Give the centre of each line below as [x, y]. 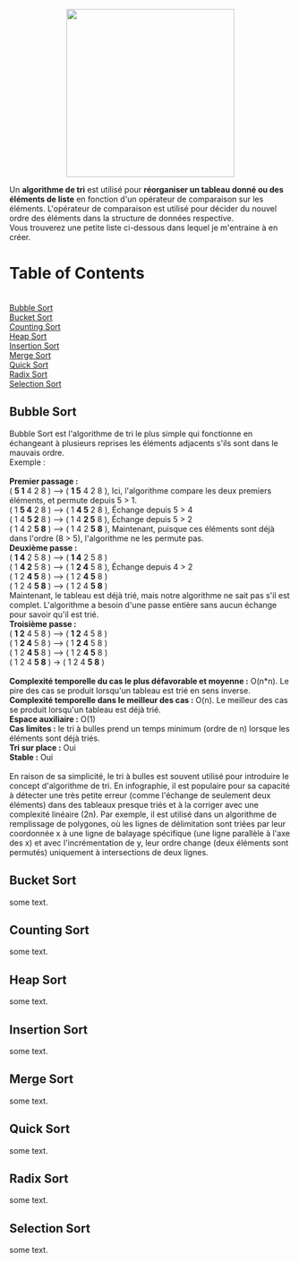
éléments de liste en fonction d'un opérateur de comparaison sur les [137, 199]
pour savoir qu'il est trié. [54, 614]
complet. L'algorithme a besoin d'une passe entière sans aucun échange [143, 605]
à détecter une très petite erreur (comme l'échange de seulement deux [140, 795]
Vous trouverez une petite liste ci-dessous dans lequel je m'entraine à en [144, 228]
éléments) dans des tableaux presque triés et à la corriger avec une [134, 804]
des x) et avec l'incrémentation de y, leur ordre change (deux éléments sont [149, 843]
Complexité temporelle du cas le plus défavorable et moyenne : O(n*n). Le [149, 681]
